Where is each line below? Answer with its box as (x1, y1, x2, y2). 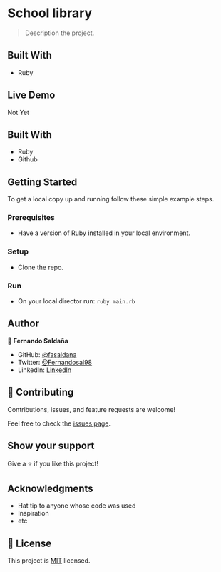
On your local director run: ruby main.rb (17, 297, 135, 306)
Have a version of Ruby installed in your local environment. (17, 229, 191, 237)
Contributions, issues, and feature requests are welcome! (7, 405, 176, 413)
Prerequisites (7, 213, 55, 223)
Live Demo (7, 89, 56, 101)
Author (7, 318, 39, 330)
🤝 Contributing (7, 386, 74, 398)
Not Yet (7, 108, 30, 116)
